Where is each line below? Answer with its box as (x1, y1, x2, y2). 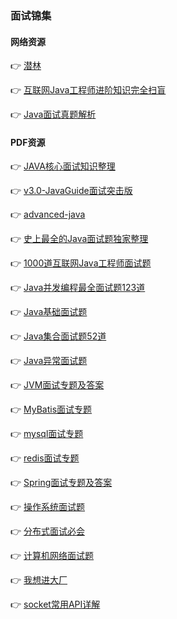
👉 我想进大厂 (10, 574, 68, 586)
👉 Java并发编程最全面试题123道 (10, 282, 146, 294)
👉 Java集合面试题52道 (10, 330, 107, 342)
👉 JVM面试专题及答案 (10, 379, 105, 391)
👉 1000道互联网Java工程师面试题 (10, 257, 152, 269)
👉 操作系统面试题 (10, 501, 86, 513)
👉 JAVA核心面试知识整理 (10, 160, 116, 172)
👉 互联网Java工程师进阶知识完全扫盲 (10, 84, 167, 96)
